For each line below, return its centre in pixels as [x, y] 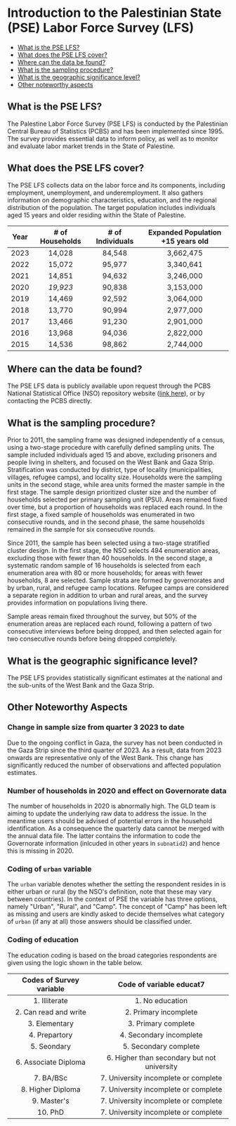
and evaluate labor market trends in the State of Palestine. [91, 146]
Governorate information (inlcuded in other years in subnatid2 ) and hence [114, 843]
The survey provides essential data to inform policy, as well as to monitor [113, 138]
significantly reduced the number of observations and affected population [114, 765]
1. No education [161, 1000]
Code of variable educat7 [161, 984]
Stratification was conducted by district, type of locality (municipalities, [110, 470]
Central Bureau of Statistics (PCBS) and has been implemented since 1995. [116, 131]
